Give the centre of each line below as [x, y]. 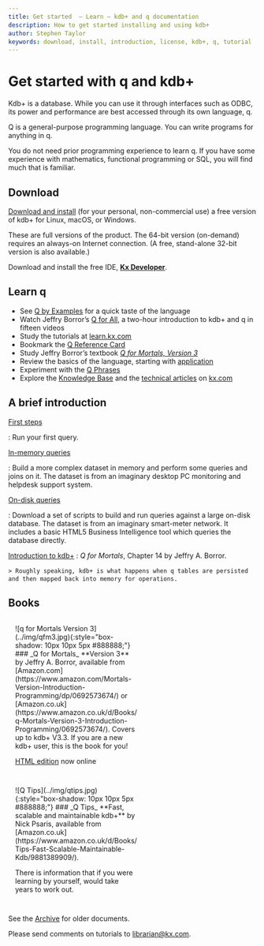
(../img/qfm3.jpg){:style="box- [65, 637]
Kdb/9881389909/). [47, 858]
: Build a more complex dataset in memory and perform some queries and [128, 467]
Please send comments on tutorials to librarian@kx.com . [100, 934]
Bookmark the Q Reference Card [73, 344]
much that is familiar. [42, 168]
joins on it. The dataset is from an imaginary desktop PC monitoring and [125, 476]
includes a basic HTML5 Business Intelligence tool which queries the [120, 532]
